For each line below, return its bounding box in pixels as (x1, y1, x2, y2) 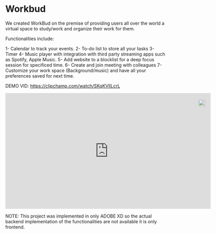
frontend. (5, 224, 25, 230)
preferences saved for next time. (5, 73, 74, 79)
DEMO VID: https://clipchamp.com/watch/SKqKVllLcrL (5, 83, 121, 89)
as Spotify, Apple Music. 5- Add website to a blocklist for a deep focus (5, 56, 154, 62)
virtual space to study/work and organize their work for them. (5, 25, 135, 31)
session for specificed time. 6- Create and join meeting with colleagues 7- (5, 62, 162, 68)
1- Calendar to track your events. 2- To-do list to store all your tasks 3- (5, 45, 155, 51)
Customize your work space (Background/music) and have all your (5, 67, 146, 74)
